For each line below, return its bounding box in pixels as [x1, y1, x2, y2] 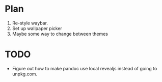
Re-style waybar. [12, 20, 48, 26]
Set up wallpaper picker [12, 25, 62, 31]
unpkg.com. [12, 71, 38, 77]
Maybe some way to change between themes [12, 31, 108, 37]
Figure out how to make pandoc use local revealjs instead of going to [12, 65, 157, 71]
